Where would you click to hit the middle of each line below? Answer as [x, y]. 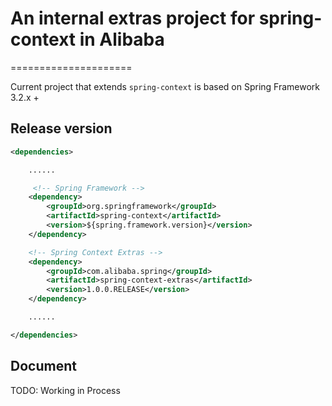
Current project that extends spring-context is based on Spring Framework [165, 86]
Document [43, 366]
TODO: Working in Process [65, 390]
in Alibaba [122, 39]
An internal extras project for [133, 18]
